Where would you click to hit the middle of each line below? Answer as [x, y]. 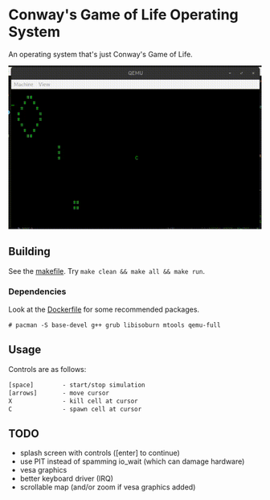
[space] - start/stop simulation [77, 385]
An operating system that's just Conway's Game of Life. [100, 54]
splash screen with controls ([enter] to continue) [100, 453]
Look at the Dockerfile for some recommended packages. [104, 309]
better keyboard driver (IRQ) [67, 479]
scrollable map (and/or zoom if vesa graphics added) [108, 487]
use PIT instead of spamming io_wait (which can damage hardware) [132, 461]
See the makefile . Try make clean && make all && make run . [106, 271]
